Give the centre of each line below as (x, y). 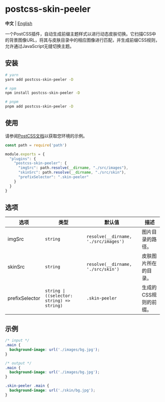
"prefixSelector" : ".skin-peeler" (54, 177)
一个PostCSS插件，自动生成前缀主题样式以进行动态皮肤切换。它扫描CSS (79, 34)
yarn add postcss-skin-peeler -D (39, 79)
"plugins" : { (23, 159)
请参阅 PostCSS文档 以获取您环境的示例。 (46, 136)
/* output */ (18, 363)
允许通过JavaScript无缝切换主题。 (40, 46)
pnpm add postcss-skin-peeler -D (39, 107)
